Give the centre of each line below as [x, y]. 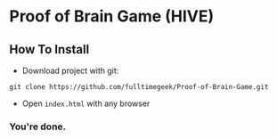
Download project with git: [70, 70]
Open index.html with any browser [86, 103]
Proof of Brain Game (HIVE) [112, 16]
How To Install [49, 49]
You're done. [38, 127]
